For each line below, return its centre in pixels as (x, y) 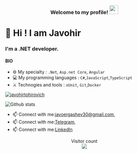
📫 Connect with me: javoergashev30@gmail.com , (64, 114)
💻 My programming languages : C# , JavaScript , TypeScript (72, 78)
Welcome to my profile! (80, 12)
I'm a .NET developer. (32, 49)
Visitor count (84, 141)
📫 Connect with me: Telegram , (44, 122)
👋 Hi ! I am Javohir (43, 33)
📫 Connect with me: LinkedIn (42, 130)
